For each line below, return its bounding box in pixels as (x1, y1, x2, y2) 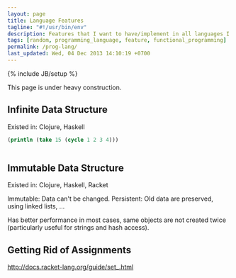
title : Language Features (7, 17, 84, 24)
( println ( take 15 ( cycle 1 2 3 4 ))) (7, 136, 119, 143)
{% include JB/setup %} (7, 69, 78, 78)
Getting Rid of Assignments (7, 244, 132, 256)
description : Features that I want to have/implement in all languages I (7, 30, 230, 38)
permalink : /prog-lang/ (7, 43, 78, 50)
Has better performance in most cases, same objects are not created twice (7, 216, 227, 224)
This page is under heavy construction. (7, 83, 122, 91)
